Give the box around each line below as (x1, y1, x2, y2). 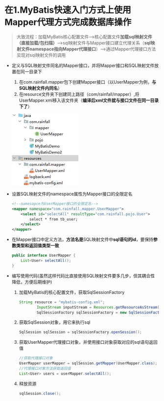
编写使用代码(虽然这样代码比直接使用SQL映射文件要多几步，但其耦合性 (11, 272, 155, 279)
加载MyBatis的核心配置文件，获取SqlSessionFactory (19, 289, 125, 295)
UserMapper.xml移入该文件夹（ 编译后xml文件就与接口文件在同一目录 (19, 97, 159, 103)
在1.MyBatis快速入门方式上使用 (4, 4, 132, 16)
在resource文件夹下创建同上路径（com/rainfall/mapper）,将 (19, 91, 140, 97)
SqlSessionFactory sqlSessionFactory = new (36, 310, 127, 315)
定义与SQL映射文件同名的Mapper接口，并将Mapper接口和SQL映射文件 (11, 62, 155, 68)
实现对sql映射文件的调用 (16, 52, 66, 58)
